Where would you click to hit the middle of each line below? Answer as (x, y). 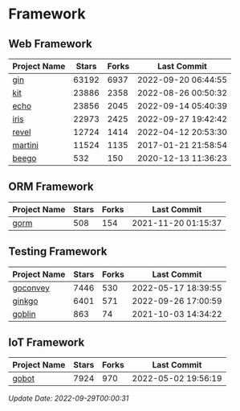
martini (25, 145)
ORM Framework (51, 187)
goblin (24, 314)
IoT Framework (47, 343)
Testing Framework (58, 251)
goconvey (31, 288)
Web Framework (50, 44)
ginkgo (25, 301)
